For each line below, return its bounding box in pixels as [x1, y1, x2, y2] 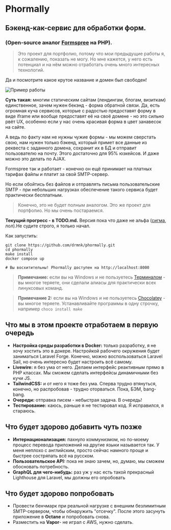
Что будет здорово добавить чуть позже [5, 423, 142, 431]
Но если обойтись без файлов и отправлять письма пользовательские [5, 181, 160, 187]
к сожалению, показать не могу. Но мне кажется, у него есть [17, 56, 153, 62]
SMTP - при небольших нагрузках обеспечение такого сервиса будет [5, 186, 158, 192]
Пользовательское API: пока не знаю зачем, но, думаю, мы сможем [12, 458, 164, 464]
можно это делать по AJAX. [5, 155, 66, 162]
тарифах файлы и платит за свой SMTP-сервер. [5, 171, 109, 177]
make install [5, 251, 33, 257]
